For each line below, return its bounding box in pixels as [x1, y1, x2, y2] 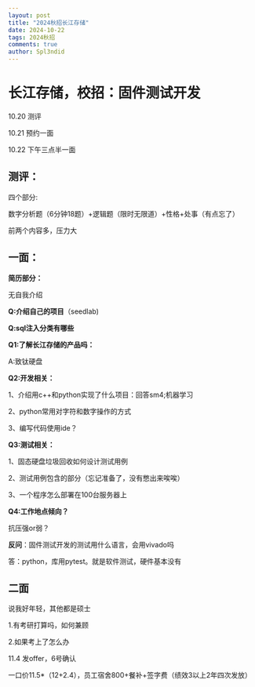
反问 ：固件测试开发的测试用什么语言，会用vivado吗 [8, 540, 174, 549]
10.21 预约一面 [8, 128, 54, 137]
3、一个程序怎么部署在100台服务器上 [8, 489, 128, 499]
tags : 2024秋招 [8, 33, 56, 42]
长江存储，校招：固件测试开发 [8, 84, 202, 102]
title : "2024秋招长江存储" [8, 19, 89, 27]
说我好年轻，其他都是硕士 [8, 604, 91, 613]
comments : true [8, 41, 58, 49]
